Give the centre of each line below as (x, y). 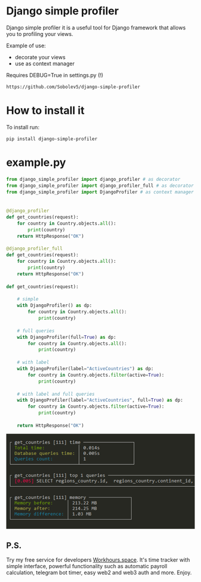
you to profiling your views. (40, 34)
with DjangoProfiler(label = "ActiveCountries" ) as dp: (85, 369)
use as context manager (45, 63)
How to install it (45, 110)
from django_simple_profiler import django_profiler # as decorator (93, 179)
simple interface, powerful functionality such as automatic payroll (87, 566)
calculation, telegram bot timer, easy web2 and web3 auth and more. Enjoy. (99, 572)
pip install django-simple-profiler (52, 139)
